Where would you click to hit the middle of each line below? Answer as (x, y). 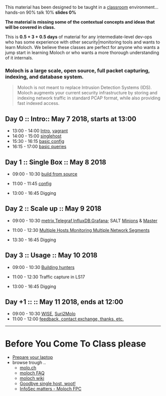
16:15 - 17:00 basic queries (39, 147)
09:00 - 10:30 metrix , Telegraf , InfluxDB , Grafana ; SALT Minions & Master (85, 220)
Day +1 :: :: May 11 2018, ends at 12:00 (64, 302)
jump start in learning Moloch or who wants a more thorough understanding (82, 52)
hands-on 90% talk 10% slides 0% (41, 12)
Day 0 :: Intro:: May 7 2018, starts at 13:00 (71, 119)
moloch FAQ (32, 373)
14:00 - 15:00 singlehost (37, 136)
